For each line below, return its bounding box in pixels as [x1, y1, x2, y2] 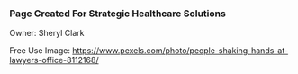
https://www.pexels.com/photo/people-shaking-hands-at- [71, 45, 289, 56]
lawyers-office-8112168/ [9, 55, 99, 66]
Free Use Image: [9, 45, 70, 56]
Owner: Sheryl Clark [9, 28, 85, 39]
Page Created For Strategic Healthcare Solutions [9, 7, 227, 20]
